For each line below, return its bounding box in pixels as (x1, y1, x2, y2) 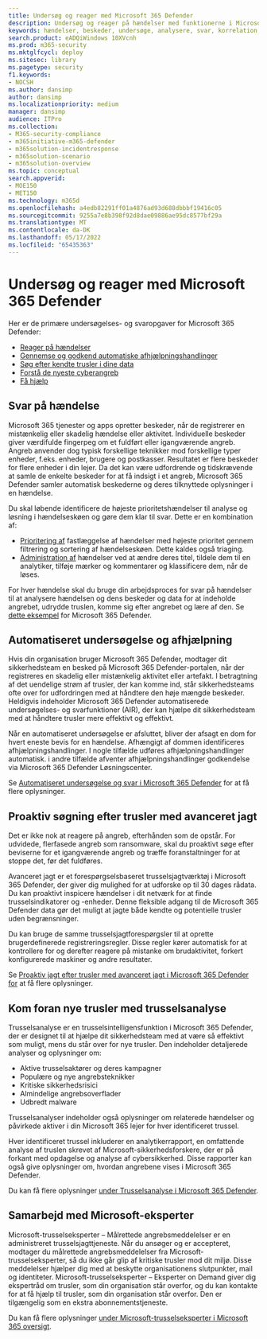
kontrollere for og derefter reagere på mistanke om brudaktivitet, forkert (8, 946, 244, 956)
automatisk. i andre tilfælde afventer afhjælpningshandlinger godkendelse (8, 754, 250, 764)
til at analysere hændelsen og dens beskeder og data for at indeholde (8, 594, 236, 603)
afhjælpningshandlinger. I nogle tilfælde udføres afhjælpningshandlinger (8, 745, 245, 756)
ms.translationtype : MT (8, 219, 87, 227)
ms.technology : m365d (8, 197, 80, 204)
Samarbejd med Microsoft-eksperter (8, 1209, 195, 1222)
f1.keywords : (8, 71, 52, 79)
